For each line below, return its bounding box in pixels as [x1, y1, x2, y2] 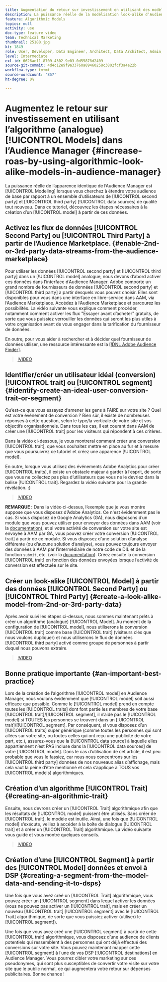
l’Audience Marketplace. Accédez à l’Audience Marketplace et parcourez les [5, 300, 161, 306]
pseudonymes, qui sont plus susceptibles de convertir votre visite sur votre [5, 960, 160, 966]
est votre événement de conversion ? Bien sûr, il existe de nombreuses [5, 412, 150, 419]
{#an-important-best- [91, 669, 162, 678]
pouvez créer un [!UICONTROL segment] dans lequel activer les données [5, 898, 156, 904]
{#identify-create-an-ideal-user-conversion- [5, 386, 149, 394]
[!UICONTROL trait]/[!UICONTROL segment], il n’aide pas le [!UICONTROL [5, 711, 157, 717]
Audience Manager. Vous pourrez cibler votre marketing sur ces [5, 955, 137, 961]
